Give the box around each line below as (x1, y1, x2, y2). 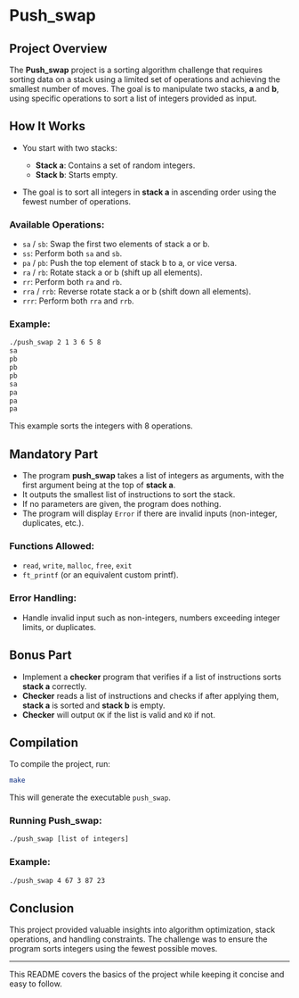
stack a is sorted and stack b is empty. (21, 700, 166, 711)
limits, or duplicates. (21, 621, 96, 632)
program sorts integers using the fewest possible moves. (9, 944, 218, 954)
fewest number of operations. (21, 195, 132, 206)
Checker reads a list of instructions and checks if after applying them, (21, 690, 279, 701)
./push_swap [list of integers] (9, 835, 129, 844)
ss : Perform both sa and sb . (21, 248, 123, 259)
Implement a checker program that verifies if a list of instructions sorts (21, 671, 282, 682)
